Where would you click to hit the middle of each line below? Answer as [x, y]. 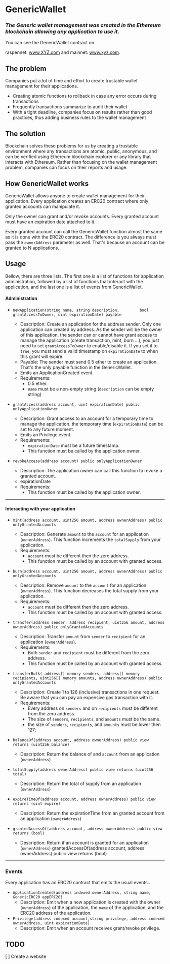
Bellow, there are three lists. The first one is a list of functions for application [85, 276]
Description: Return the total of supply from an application [81, 784]
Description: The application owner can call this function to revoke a [91, 470]
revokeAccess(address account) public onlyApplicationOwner [77, 461]
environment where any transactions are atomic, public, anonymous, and [81, 152]
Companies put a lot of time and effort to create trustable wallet [71, 81]
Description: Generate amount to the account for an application [84, 534]
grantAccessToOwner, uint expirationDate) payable [67, 314]
